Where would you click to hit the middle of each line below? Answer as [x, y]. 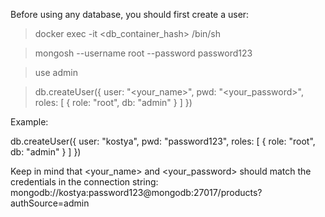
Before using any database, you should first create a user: [130, 14]
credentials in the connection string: [84, 182]
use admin [56, 72]
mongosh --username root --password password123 [143, 53]
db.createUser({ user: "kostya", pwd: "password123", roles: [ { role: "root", [163, 141]
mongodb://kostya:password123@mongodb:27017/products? [136, 192]
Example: [29, 122]
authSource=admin [50, 203]
